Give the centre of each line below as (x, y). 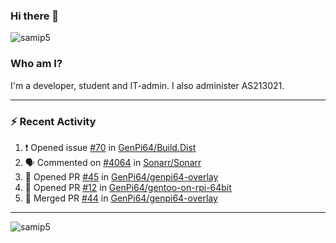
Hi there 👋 (35, 16)
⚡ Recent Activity (53, 121)
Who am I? (36, 64)
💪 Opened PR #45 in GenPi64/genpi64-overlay (121, 176)
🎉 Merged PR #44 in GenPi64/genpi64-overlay (121, 198)
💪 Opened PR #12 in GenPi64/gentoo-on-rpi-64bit (128, 187)
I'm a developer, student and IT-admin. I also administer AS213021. (147, 85)
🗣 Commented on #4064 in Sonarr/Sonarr (113, 162)
